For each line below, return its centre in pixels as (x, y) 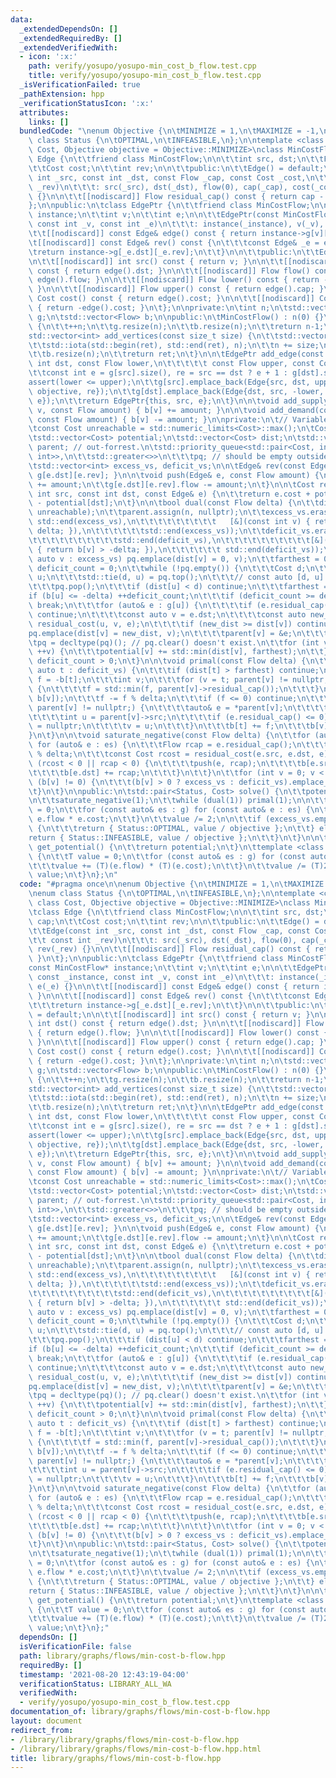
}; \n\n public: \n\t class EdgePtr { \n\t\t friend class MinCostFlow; (169, 206)
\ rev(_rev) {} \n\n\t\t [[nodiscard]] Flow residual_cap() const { (169, 949)
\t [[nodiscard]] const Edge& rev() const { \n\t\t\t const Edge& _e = (174, 242)
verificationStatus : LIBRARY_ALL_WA (95, 1684)
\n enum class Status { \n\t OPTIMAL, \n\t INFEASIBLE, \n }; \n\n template (171, 894)
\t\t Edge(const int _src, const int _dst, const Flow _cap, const (169, 931)
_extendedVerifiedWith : (68, 47)
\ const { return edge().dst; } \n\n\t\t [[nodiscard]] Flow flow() (169, 271)
